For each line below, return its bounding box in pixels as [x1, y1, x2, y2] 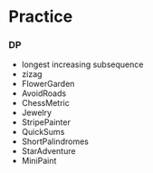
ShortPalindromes [21, 136, 90, 147]
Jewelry [21, 107, 52, 119]
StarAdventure [21, 146, 76, 157]
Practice [8, 6, 73, 27]
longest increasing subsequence [21, 59, 144, 70]
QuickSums [21, 127, 65, 138]
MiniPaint [21, 156, 57, 167]
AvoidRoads [21, 88, 67, 99]
